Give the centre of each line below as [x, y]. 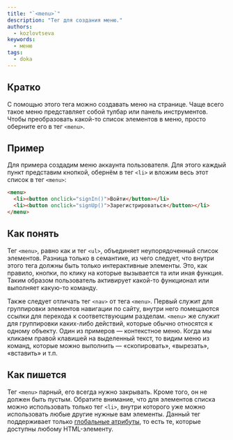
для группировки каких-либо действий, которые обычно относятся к [110, 323]
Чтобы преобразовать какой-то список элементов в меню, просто [107, 119]
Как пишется [37, 375]
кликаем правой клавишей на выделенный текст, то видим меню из [109, 338]
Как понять [33, 234]
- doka [23, 59]
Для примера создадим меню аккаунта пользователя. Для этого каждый [117, 165]
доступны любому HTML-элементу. [60, 429]
